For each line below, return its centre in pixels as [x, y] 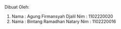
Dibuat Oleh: [17, 7]
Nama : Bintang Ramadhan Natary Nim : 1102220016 [64, 22]
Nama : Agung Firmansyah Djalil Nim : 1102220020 [62, 16]
